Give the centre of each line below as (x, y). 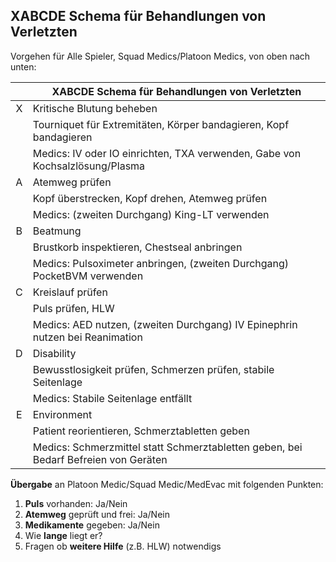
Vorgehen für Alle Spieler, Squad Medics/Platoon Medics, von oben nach (160, 56)
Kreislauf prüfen (70, 292)
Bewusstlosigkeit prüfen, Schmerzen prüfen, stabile (153, 369)
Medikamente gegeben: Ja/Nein (92, 525)
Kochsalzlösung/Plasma (89, 166)
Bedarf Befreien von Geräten (100, 459)
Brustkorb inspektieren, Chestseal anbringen (137, 247)
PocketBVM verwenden (88, 276)
